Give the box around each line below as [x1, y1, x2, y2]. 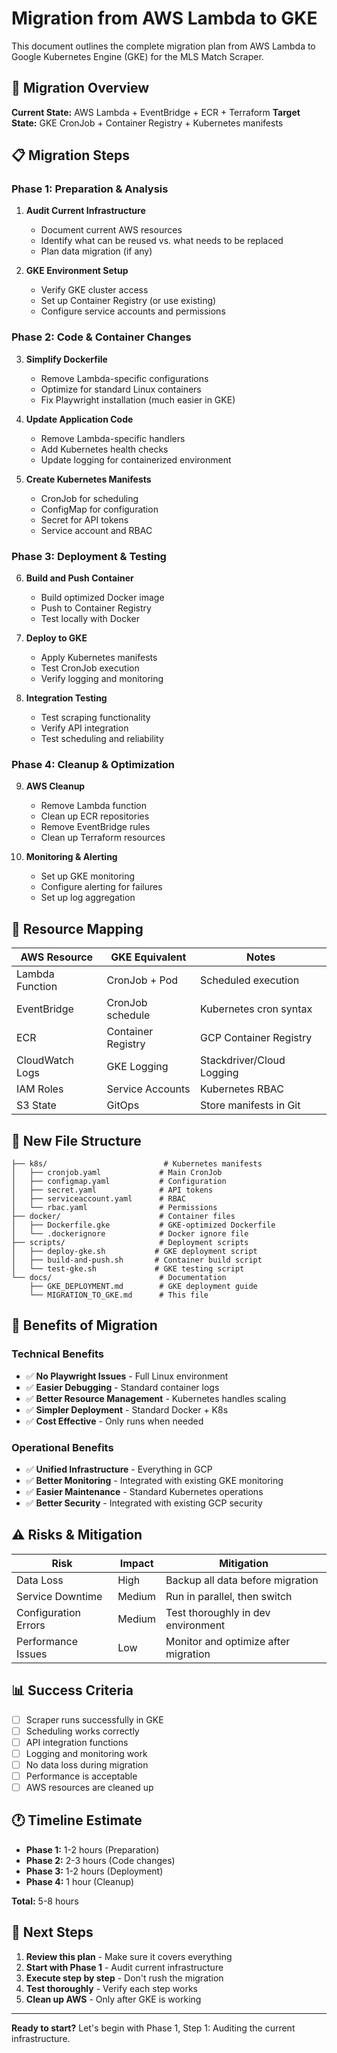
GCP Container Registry [200, 1031, 313, 1045]
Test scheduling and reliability [40, 733, 164, 745]
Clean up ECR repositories [40, 810, 150, 822]
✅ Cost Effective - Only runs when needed [25, 1415, 204, 1427]
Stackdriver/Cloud [200, 1053, 286, 1067]
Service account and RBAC [40, 524, 153, 536]
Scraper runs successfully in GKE [25, 1713, 164, 1726]
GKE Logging [106, 1060, 169, 1074]
